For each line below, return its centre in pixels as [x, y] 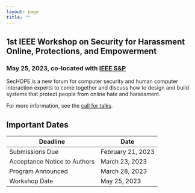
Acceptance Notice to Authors [52, 161]
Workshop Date [31, 181]
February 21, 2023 [127, 152]
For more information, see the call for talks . [60, 106]
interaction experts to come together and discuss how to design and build [98, 88]
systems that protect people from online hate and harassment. [83, 94]
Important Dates [37, 125]
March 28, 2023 [124, 171]
